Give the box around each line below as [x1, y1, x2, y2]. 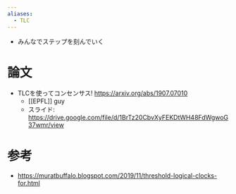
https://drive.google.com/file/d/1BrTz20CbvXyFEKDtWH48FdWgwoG [27, 114, 229, 122]
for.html [17, 179, 40, 188]
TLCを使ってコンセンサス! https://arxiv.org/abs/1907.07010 [17, 89, 188, 97]
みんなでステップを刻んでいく [17, 37, 104, 46]
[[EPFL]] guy [27, 97, 66, 106]
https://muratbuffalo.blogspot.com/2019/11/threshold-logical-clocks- [17, 171, 217, 180]
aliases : [7, 10, 33, 18]
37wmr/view [27, 121, 65, 129]
